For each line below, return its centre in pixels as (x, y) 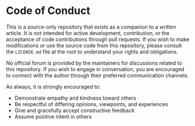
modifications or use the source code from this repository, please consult (94, 45)
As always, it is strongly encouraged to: (53, 86)
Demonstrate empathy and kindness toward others (75, 98)
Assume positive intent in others (53, 116)
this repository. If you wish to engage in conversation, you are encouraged (95, 69)
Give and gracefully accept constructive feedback (75, 110)
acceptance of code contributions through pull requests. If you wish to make (98, 39)
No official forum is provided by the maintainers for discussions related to (94, 63)
